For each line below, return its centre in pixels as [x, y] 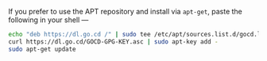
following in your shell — [48, 20]
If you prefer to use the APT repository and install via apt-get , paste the [125, 11]
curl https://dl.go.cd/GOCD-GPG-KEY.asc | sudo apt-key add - [113, 42]
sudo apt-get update [43, 49]
